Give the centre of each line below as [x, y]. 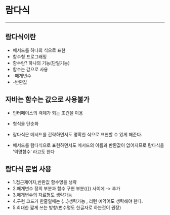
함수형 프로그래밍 [30, 56]
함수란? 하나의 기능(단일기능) [41, 63]
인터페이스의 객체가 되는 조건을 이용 [48, 113]
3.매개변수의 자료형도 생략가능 [42, 195]
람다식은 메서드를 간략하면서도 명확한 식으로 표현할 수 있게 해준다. [77, 134]
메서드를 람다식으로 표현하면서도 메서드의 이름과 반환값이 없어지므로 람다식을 [88, 145]
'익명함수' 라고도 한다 [33, 151]
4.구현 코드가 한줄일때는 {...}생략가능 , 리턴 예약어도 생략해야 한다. [78, 201]
